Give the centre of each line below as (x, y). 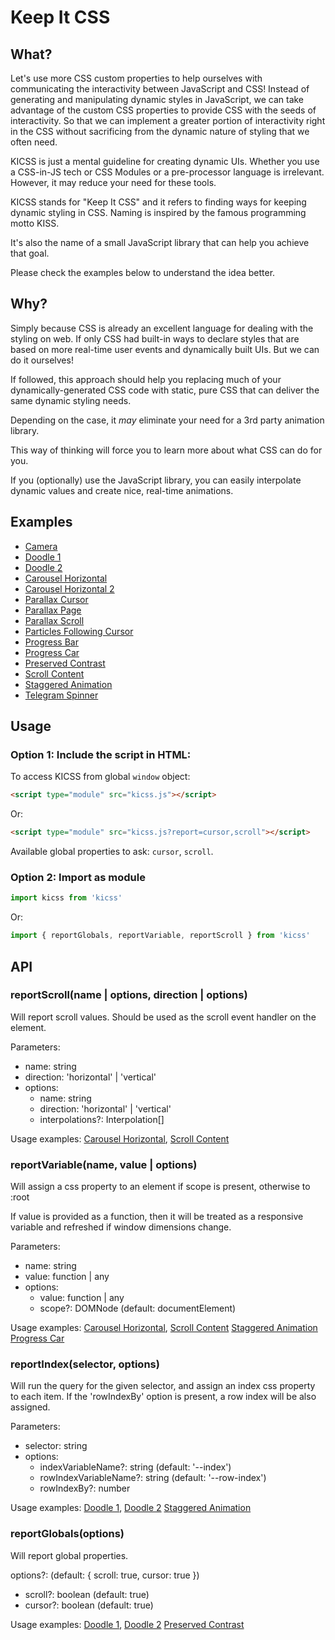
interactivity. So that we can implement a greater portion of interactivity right (168, 120)
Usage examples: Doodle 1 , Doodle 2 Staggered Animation (131, 1508)
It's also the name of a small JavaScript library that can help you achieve (160, 242)
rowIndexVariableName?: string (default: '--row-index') (153, 1478)
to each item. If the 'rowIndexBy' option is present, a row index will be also (163, 1397)
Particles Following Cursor (79, 631)
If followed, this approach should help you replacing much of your (146, 379)
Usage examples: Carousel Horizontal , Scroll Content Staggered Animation (164, 1328)
